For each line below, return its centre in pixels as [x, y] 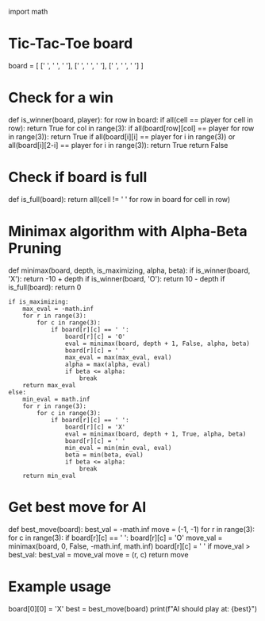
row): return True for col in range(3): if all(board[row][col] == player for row [131, 128]
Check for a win [61, 98]
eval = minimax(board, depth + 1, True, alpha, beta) [156, 434]
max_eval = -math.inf [58, 309]
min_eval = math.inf [56, 399]
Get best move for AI [77, 507]
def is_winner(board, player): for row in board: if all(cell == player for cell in [131, 119]
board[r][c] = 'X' [95, 427]
